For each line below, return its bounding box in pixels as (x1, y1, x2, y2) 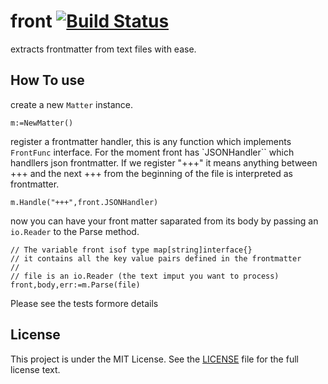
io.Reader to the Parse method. (10, 225, 140, 237)
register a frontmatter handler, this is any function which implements (10, 135, 292, 147)
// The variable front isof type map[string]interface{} (10, 245, 253, 255)
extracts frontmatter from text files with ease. (10, 43, 197, 55)
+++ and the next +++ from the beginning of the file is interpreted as (10, 167, 293, 179)
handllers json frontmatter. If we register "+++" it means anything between (10, 156, 318, 169)
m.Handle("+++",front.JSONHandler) (10, 197, 159, 207)
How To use (10, 72, 85, 89)
